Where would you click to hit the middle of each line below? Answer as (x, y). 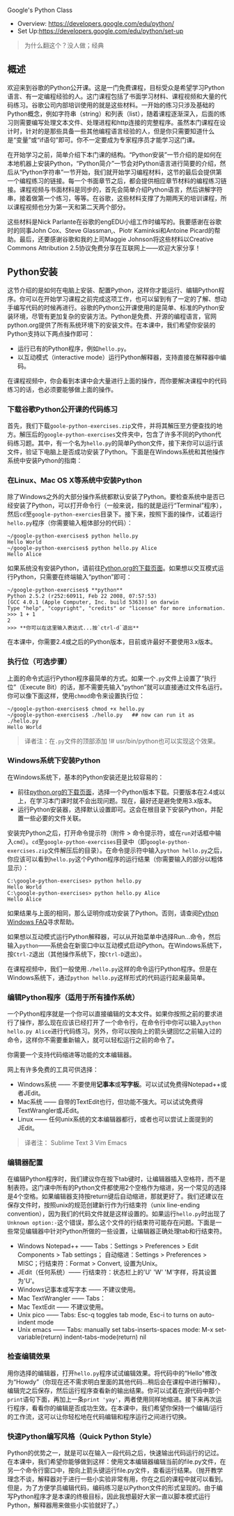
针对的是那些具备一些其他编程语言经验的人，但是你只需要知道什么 (120, 131)
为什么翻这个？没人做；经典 (64, 45)
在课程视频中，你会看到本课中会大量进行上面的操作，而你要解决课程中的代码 (117, 381)
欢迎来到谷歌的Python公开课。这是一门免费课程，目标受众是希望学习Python (116, 87)
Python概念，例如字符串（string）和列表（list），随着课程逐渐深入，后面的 (114, 114)
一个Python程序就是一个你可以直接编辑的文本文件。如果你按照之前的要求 (112, 1014)
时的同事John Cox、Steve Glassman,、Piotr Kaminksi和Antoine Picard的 (111, 230)
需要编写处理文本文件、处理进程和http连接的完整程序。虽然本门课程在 (120, 122)
